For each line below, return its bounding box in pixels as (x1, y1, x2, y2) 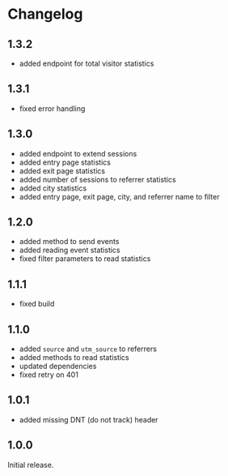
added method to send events (19, 237, 120, 247)
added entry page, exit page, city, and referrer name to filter (19, 191, 220, 201)
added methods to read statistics (19, 353, 130, 362)
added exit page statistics (19, 165, 106, 175)
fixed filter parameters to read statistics (19, 254, 151, 264)
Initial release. (7, 460, 54, 470)
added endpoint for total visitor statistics (19, 58, 154, 68)
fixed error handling (19, 103, 86, 114)
